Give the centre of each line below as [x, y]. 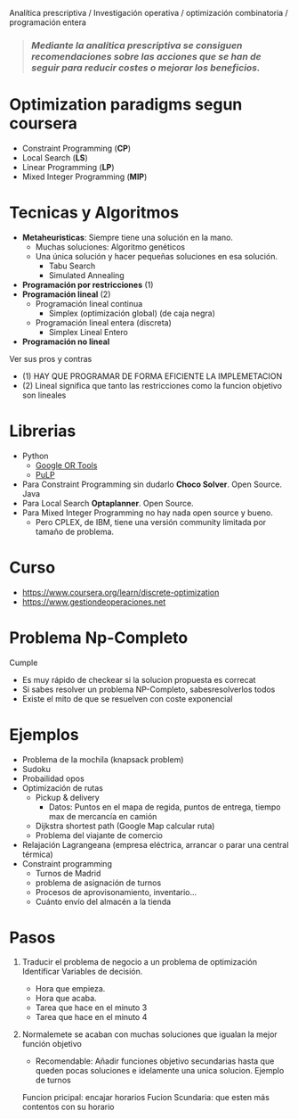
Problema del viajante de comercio [99, 835]
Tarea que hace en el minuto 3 [91, 1008]
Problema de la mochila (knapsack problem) [103, 759]
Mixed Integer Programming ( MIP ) [85, 177]
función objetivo [52, 1044]
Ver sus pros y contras [51, 358]
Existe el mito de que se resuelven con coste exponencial [127, 698]
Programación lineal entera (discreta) [103, 322]
